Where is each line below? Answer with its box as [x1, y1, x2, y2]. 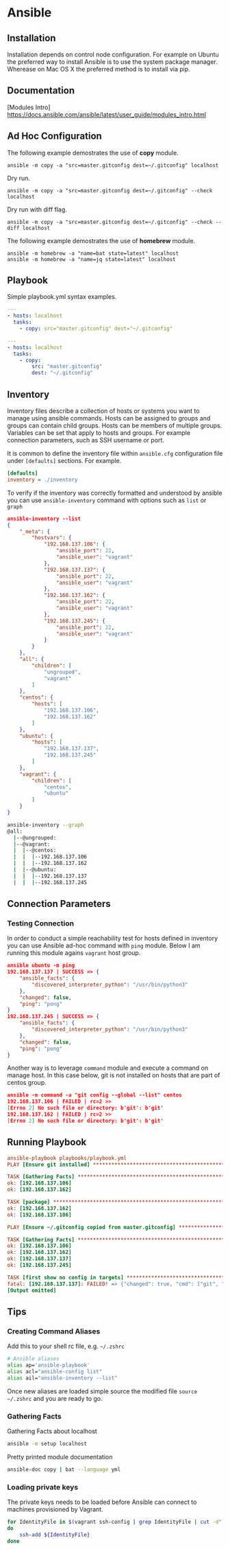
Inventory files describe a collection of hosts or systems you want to [7, 407, 200, 415]
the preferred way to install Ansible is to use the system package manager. [7, 58, 218, 66]
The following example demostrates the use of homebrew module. [7, 236, 196, 245]
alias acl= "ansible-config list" [7, 1368, 103, 1375]
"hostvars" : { [31, 535, 72, 541]
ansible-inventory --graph [7, 821, 84, 829]
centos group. [7, 1079, 47, 1087]
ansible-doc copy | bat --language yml [7, 1465, 121, 1473]
